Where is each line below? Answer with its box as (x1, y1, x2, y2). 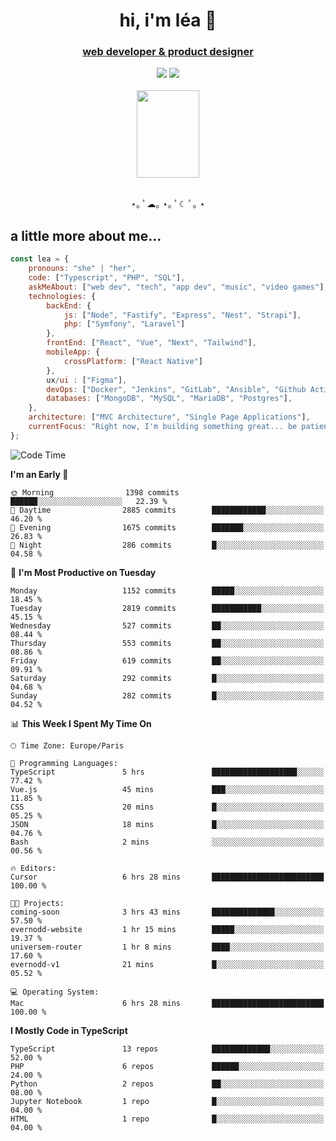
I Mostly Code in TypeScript (10, 1024, 128, 1036)
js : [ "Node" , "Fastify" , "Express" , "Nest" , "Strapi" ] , (63, 310, 302, 320)
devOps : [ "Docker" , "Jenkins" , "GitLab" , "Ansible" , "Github (46, 384, 307, 394)
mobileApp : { (46, 347, 101, 358)
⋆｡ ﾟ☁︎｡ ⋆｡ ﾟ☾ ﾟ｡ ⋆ (130, 198, 206, 210)
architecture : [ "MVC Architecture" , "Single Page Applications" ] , (28, 412, 311, 423)
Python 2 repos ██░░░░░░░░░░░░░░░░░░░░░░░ (10, 1079, 325, 1089)
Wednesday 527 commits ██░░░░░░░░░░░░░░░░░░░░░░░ (10, 620, 325, 631)
